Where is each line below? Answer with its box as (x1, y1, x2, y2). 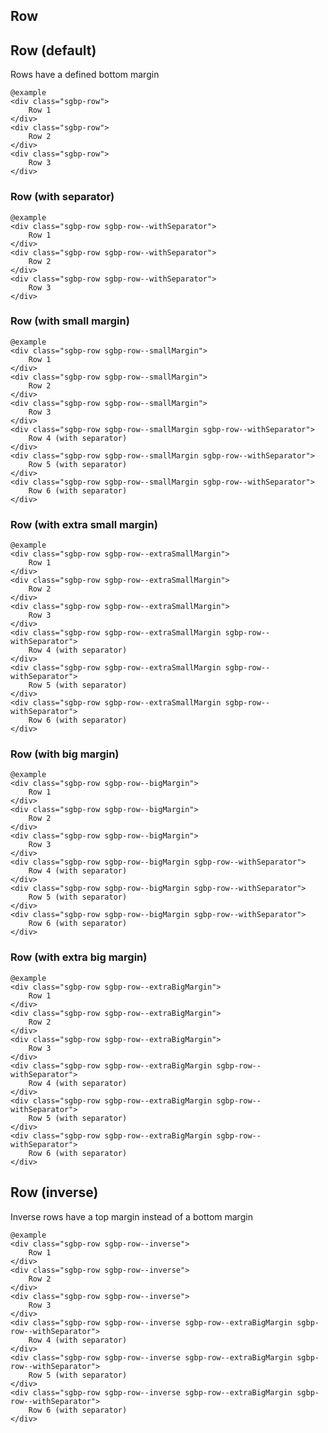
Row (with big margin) (10, 747, 120, 761)
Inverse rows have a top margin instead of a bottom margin (10, 1210, 253, 1223)
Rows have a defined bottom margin (10, 69, 160, 81)
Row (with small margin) (10, 314, 130, 328)
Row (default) (10, 42, 97, 59)
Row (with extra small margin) (10, 517, 158, 531)
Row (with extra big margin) (10, 950, 148, 964)
